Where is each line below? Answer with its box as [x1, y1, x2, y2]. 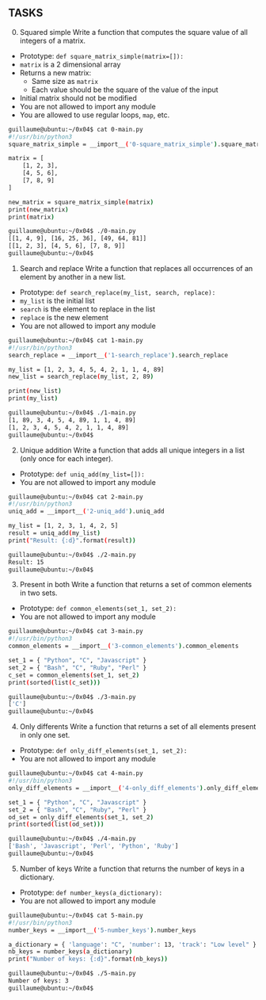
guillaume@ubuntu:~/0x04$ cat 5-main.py [8, 911, 144, 919]
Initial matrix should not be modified [19, 93, 137, 102]
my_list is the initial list [19, 296, 95, 305]
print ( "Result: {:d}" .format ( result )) [8, 536, 136, 544]
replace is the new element [19, 312, 109, 322]
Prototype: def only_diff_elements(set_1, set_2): [19, 746, 188, 755]
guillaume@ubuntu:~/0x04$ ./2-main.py [8, 551, 136, 559]
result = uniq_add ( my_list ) [8, 529, 101, 537]
